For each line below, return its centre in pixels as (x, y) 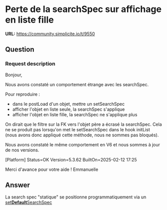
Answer (18, 185)
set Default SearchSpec (29, 202)
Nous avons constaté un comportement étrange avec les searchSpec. (77, 84)
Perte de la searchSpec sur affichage (83, 9)
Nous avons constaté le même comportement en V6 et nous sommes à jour (83, 144)
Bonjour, (14, 75)
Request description (30, 64)
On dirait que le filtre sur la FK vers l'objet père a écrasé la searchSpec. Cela (83, 124)
